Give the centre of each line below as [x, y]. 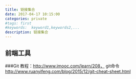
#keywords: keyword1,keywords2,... [42, 28]
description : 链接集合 [27, 32]
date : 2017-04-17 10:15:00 [33, 14]
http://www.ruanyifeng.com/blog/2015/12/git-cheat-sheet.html [68, 71]
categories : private [26, 19]
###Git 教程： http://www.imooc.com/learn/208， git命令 [62, 66]
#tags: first [18, 23]
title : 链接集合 [20, 10]
